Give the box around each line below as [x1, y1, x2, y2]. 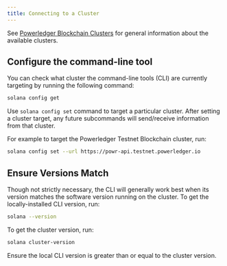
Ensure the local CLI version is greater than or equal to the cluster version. [7, 251, 217, 259]
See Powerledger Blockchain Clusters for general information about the [7, 29, 209, 37]
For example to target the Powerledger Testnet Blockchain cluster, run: [7, 135, 207, 143]
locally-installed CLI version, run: [7, 200, 100, 208]
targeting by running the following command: [7, 82, 134, 90]
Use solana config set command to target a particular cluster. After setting [7, 107, 221, 115]
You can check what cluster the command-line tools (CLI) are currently [7, 74, 208, 82]
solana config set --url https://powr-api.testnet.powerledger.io [7, 148, 201, 155]
